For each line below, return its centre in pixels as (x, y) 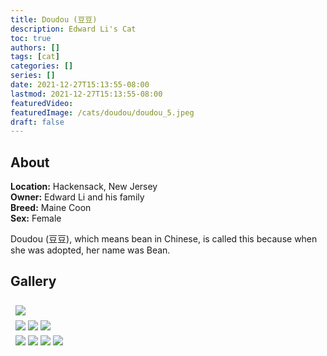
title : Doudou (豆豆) (54, 19)
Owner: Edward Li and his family (77, 197)
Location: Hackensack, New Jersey (84, 187)
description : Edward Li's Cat (73, 29)
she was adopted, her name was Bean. (90, 250)
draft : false (37, 122)
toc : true (31, 38)
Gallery (33, 281)
